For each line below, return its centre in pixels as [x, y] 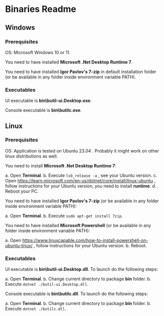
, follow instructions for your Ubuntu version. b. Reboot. [90, 245]
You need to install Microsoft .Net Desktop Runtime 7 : [61, 165]
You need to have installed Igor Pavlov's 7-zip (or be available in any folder [82, 201]
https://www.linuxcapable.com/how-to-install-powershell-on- [85, 240]
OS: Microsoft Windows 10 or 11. [38, 52]
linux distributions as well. [31, 156]
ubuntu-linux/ [19, 245]
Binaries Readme [41, 9]
